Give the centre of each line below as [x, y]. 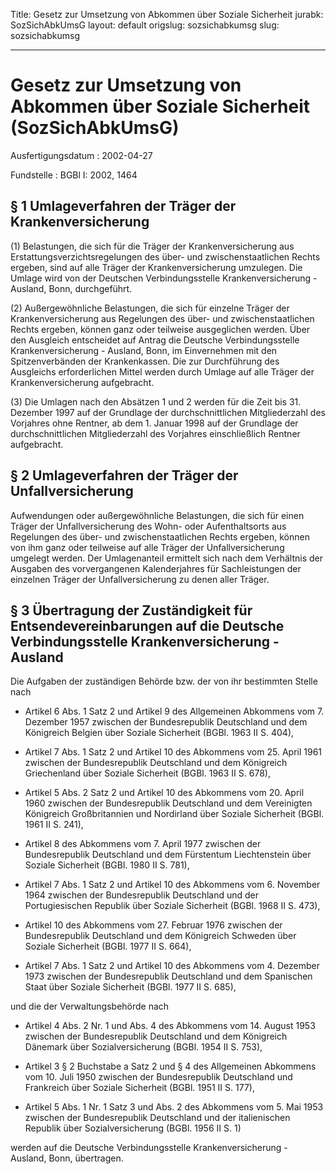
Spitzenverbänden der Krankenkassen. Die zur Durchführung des [145, 361]
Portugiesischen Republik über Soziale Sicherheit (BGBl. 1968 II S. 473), [172, 906]
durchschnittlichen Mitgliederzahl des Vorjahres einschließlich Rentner [155, 433]
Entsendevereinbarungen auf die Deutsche [147, 625]
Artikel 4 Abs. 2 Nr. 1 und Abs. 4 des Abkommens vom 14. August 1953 [170, 1026]
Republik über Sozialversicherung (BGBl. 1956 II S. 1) [133, 1128]
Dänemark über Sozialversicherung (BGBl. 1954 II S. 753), [143, 1047]
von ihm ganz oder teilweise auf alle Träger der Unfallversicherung [147, 547]
